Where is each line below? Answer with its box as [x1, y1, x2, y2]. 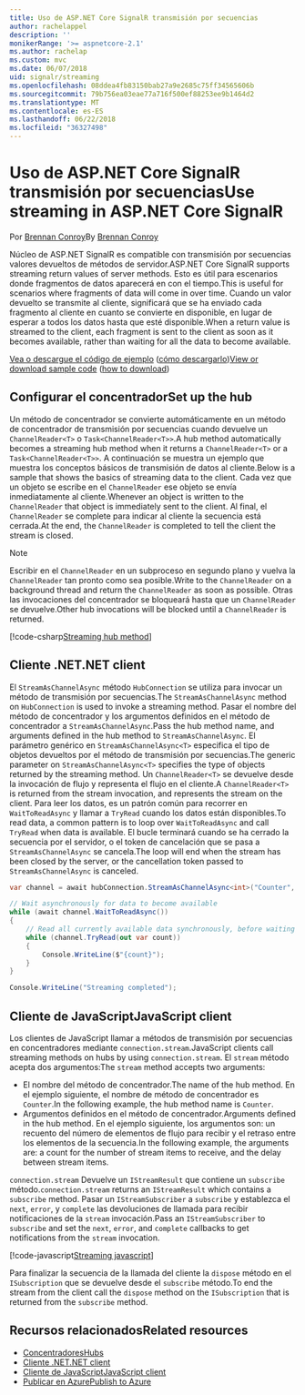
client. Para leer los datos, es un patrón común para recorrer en [9, 797, 248, 808]
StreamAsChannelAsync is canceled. [9, 865, 139, 876]
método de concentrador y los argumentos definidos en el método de [9, 711, 270, 722]
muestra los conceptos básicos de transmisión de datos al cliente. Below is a [9, 461, 296, 473]
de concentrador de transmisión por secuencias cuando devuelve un [9, 423, 269, 434]
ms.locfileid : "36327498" [9, 124, 107, 133]
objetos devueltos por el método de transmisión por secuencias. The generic [9, 749, 296, 760]
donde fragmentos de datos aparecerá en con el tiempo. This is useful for [9, 278, 284, 288]
